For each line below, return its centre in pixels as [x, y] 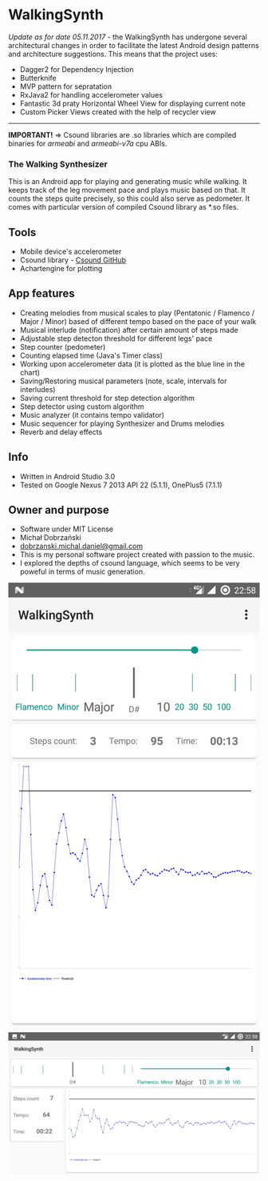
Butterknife [38, 78]
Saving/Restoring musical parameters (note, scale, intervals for [123, 381]
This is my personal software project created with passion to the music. [137, 554]
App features [42, 294]
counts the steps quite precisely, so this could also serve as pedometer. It [129, 198]
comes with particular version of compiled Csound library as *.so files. [124, 207]
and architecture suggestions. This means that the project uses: [113, 54]
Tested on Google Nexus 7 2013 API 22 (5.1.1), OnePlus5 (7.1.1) [121, 485]
